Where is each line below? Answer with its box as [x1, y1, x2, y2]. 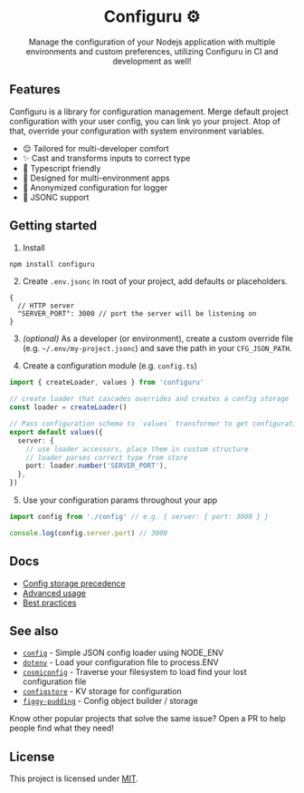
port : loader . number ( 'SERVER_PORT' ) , [25, 461, 168, 471]
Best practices [22, 597, 77, 608]
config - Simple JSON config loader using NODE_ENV [22, 647, 224, 659]
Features [9, 82, 61, 97]
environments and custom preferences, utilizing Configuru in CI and [25, 45, 279, 56]
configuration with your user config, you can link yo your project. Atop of [9, 115, 280, 126]
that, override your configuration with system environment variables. [9, 125, 265, 136]
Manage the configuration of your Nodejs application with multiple [28, 36, 276, 47]
